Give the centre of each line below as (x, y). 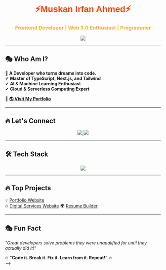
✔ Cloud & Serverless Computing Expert (47, 89)
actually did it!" (21, 248)
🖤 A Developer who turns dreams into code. (51, 73)
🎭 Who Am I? (27, 59)
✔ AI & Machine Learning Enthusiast (43, 84)
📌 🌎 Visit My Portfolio (28, 99)
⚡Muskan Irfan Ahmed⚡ (83, 9)
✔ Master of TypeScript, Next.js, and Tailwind (53, 78)
